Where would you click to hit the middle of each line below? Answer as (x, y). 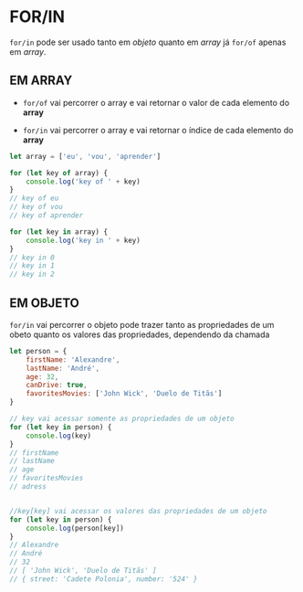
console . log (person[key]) (75, 528)
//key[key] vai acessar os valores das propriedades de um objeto (138, 511)
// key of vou (37, 207)
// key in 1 (32, 266)
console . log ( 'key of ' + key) (84, 181)
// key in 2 (32, 275)
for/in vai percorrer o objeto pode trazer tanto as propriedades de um (142, 324)
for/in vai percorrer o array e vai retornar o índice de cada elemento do (158, 130)
